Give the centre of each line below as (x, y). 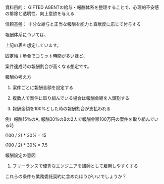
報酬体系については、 (27, 35)
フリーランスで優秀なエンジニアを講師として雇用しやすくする (75, 166)
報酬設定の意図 (20, 155)
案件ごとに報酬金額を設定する (43, 88)
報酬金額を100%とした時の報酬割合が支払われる (61, 109)
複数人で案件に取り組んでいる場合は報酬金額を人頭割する (71, 98)
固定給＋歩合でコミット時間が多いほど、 (46, 56)
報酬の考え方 (18, 77)
